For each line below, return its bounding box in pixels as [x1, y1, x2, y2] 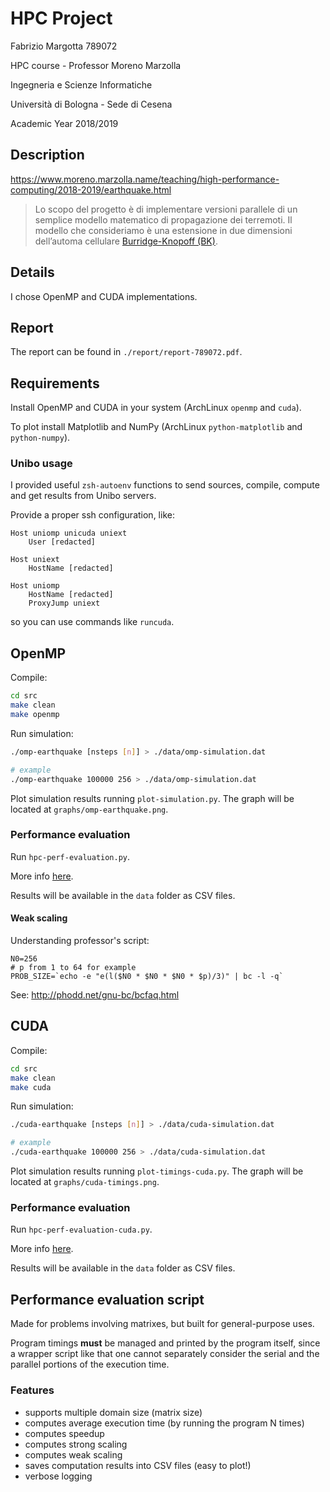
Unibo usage [10, 457, 73, 471]
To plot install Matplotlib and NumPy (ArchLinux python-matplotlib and [10, 421, 303, 433]
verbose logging [24, 1470, 93, 1482]
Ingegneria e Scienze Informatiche [10, 78, 153, 91]
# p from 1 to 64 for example [10, 963, 137, 973]
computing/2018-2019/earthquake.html [10, 183, 172, 196]
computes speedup [24, 1427, 105, 1439]
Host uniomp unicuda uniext [10, 528, 128, 539]
